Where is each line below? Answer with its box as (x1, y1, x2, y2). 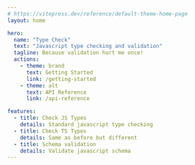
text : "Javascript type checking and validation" (13, 43, 162, 50)
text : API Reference (25, 89, 87, 96)
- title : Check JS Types (13, 114, 87, 122)
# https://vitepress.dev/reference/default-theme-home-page (7, 10, 189, 18)
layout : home (7, 17, 46, 24)
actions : (13, 56, 40, 63)
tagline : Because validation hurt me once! (13, 49, 143, 56)
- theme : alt (20, 82, 59, 89)
